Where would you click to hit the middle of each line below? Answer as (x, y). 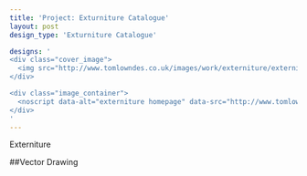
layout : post (34, 26)
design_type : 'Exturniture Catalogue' (83, 35)
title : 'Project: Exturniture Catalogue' (90, 18)
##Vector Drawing (44, 162)
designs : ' (30, 51)
